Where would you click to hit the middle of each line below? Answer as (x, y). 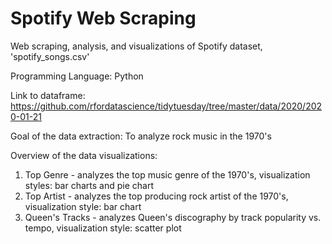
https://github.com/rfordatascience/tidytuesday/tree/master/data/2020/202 (166, 106)
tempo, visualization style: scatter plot (103, 228)
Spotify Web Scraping (103, 18)
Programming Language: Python (77, 76)
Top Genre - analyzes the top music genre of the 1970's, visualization (167, 174)
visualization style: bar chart (83, 206)
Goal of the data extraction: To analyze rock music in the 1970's (141, 136)
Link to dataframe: (48, 95)
